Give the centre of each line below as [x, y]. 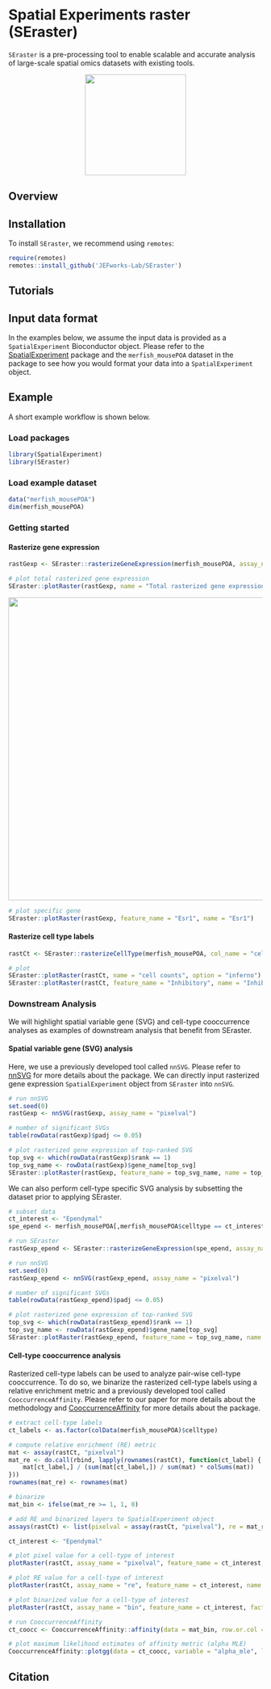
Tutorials [31, 291]
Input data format [53, 318]
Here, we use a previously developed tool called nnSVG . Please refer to [124, 1066]
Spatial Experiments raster [100, 15]
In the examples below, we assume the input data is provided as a [118, 338]
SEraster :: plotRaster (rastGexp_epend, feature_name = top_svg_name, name [135, 1337]
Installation [37, 224]
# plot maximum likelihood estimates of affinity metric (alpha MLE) [128, 1644]
